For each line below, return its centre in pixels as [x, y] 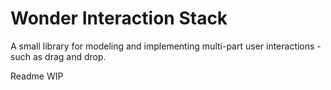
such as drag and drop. [58, 56]
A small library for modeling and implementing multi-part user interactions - [166, 46]
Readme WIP [37, 76]
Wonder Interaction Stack [119, 18]
